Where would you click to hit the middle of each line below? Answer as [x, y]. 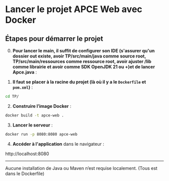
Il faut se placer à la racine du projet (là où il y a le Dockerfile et [79, 82]
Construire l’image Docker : [42, 106]
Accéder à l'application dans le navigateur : [58, 144]
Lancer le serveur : [32, 125]
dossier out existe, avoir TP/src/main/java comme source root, [79, 56]
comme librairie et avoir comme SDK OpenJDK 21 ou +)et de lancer [83, 67]
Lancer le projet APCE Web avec [74, 9]
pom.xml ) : [23, 87]
